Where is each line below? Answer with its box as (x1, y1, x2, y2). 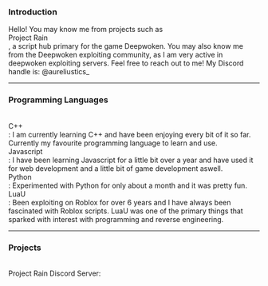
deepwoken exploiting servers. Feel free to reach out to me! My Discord (8, 58, 244, 68)
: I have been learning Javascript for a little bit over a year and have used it (8, 155, 254, 165)
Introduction (8, 6, 57, 18)
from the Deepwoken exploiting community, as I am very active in (8, 50, 223, 60)
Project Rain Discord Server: (8, 268, 101, 278)
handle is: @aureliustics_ (8, 67, 90, 77)
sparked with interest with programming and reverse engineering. (8, 214, 224, 224)
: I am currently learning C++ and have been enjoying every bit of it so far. (8, 129, 251, 139)
